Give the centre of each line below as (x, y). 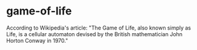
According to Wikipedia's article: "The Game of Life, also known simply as (99, 28)
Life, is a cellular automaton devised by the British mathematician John (95, 34)
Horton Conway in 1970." (37, 40)
